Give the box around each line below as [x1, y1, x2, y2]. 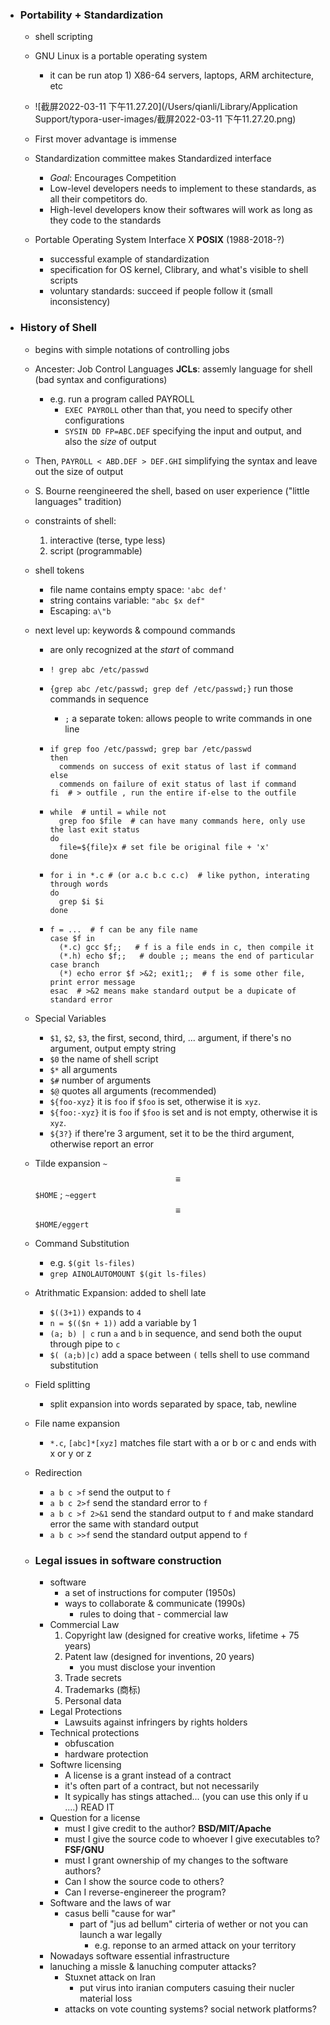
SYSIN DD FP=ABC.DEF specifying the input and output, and [64, 424, 302, 437]
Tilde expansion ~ [34, 1157, 108, 1169]
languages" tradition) [34, 495, 122, 507]
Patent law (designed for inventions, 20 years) [64, 1650, 255, 1662]
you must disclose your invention [79, 1661, 216, 1673]
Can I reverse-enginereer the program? [64, 1886, 227, 1898]
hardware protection [64, 1748, 149, 1760]
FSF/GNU [64, 1843, 105, 1855]
